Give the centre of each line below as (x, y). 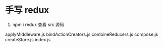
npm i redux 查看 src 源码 (38, 24)
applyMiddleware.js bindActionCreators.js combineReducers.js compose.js (82, 34)
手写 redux (27, 10)
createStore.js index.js (28, 39)
